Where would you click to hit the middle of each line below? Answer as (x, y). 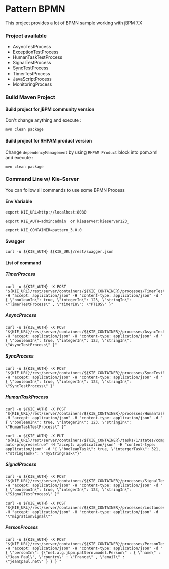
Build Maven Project (30, 97)
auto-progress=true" (27, 444)
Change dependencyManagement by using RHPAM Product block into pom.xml (81, 152)
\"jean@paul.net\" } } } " (33, 561)
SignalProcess (21, 464)
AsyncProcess (21, 315)
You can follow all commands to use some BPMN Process (65, 190)
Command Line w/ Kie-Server (42, 179)
